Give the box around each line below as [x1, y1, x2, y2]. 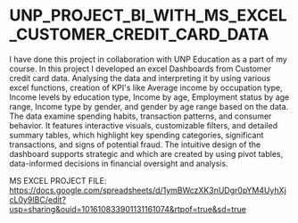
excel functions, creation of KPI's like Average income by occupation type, [9, 82, 283, 93]
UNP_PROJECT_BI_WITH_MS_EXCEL [9, 5, 287, 26]
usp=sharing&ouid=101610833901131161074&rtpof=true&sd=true [9, 203, 247, 214]
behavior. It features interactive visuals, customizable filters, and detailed [9, 120, 278, 130]
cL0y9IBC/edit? [9, 194, 67, 205]
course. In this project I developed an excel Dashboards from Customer [9, 63, 272, 74]
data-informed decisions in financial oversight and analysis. [9, 158, 229, 169]
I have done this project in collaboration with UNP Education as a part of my [9, 54, 287, 64]
